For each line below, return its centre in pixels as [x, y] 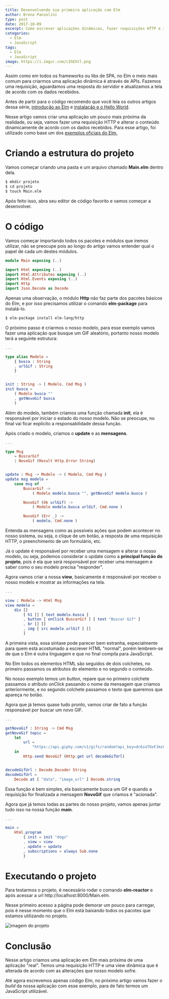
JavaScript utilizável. [27, 991]
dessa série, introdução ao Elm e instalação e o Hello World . [67, 107]
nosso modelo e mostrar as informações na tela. [55, 582]
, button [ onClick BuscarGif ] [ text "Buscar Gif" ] [82, 619]
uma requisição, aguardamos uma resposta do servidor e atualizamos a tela [84, 87]
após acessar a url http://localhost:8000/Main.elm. [58, 896]
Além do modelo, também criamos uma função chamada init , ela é [74, 413]
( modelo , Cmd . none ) [55, 521]
